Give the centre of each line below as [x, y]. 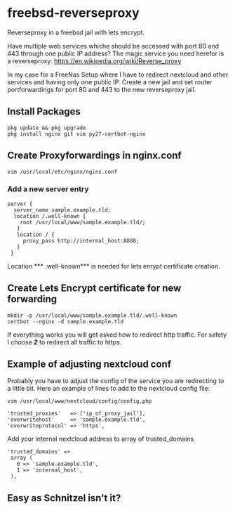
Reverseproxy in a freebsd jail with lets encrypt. [76, 32]
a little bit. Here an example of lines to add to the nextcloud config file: [109, 389]
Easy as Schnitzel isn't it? [64, 498]
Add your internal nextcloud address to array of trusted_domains [101, 439]
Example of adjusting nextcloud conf [89, 364]
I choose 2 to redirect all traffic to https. [65, 342]
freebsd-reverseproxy [73, 13]
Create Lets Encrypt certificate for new [94, 289]
